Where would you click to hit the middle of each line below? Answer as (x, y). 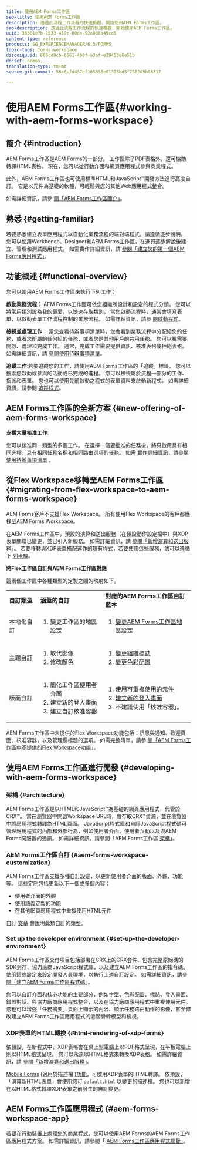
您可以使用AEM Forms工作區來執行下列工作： (61, 291)
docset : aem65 (23, 61)
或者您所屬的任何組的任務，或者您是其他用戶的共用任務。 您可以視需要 (102, 338)
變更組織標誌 (133, 653)
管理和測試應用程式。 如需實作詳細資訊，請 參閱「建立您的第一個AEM (100, 249)
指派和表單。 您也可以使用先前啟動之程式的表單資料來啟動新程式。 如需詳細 (97, 380)
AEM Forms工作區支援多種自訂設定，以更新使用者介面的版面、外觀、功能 (94, 876)
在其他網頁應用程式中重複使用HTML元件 (63, 911)
